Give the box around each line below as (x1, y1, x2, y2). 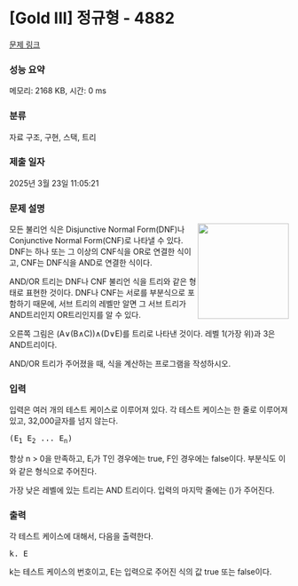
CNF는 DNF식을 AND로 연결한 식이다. (20, 257, 153, 268)
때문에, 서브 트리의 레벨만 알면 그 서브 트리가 (32, 298, 186, 309)
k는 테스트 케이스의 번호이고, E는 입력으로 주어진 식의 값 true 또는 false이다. (9, 566, 272, 577)
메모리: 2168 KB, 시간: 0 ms (9, 85, 106, 96)
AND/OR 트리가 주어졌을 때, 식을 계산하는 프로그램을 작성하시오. (9, 359, 231, 369)
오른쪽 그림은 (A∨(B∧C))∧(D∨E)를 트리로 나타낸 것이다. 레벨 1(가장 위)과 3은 (9, 329, 276, 339)
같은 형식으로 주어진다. (18, 466, 98, 477)
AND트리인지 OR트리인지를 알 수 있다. (9, 310, 142, 321)
